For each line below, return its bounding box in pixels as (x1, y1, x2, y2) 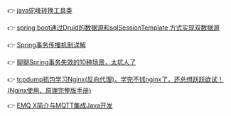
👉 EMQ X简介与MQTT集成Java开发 (7, 101, 113, 110)
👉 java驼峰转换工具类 (7, 6, 72, 14)
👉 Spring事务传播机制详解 (7, 41, 87, 49)
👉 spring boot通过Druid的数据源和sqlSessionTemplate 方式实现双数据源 (7, 23, 220, 32)
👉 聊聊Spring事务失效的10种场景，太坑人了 (7, 58, 136, 66)
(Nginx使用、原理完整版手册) (7, 86, 92, 94)
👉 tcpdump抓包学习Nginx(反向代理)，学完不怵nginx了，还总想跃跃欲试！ (7, 75, 224, 83)
